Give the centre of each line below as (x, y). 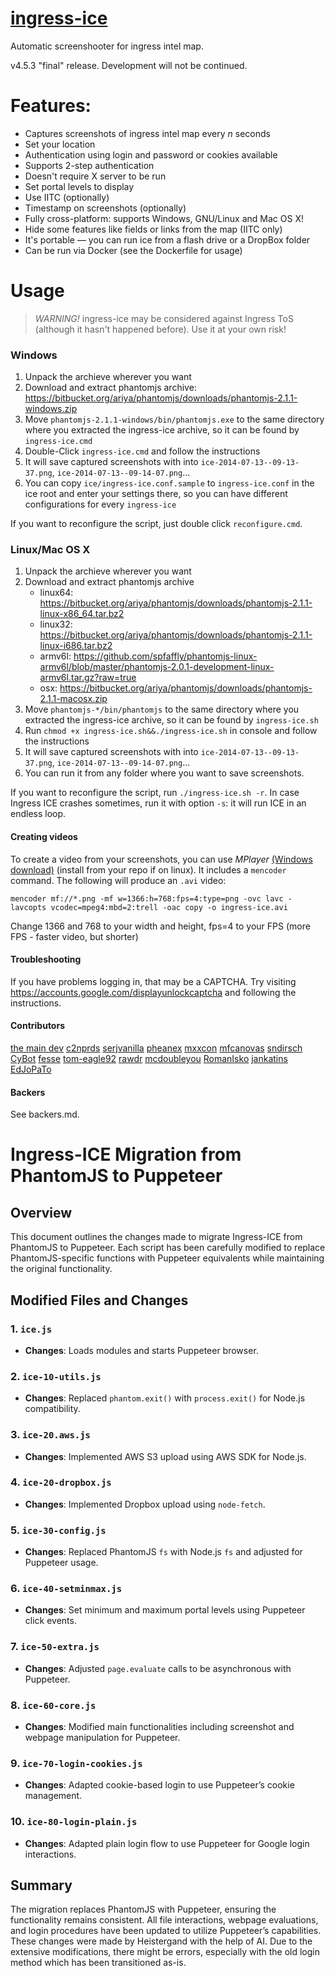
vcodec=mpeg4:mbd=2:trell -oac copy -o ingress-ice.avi (169, 907)
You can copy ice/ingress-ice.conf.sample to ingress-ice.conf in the (169, 483)
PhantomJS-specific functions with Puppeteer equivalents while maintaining (167, 1258)
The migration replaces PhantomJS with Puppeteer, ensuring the (143, 1909)
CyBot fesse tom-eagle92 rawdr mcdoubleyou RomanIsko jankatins (149, 1059)
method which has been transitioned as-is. (98, 1963)
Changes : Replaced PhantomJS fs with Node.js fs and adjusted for (163, 1552)
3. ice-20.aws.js (50, 1435)
